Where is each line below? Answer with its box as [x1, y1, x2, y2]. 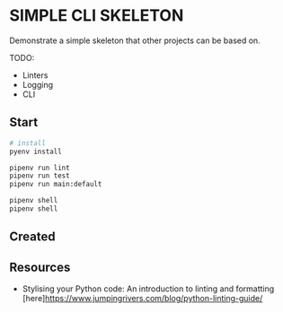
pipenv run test [9, 171, 70, 180]
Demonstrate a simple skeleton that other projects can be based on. [9, 35, 261, 46]
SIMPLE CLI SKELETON [9, 5, 184, 26]
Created [9, 230, 56, 245]
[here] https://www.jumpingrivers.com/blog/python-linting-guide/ [22, 293, 263, 304]
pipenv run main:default [9, 180, 102, 189]
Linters [22, 69, 49, 81]
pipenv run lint [9, 163, 70, 172]
